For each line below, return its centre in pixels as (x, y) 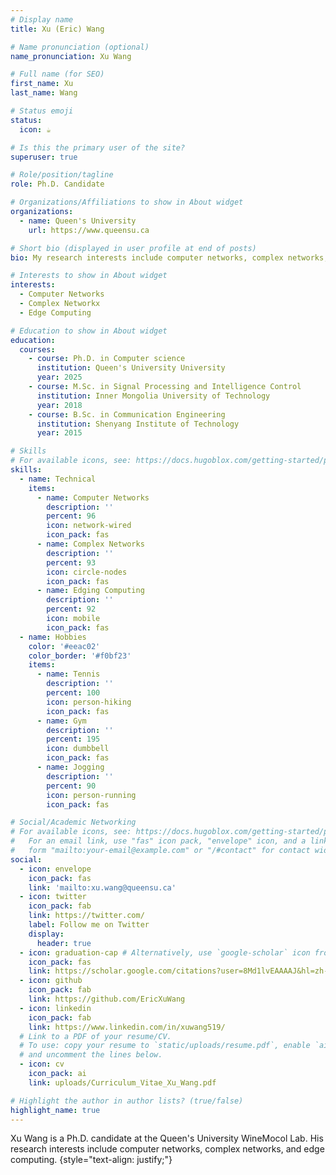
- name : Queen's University (78, 221)
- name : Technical (58, 479)
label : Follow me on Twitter (89, 925)
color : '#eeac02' (64, 646)
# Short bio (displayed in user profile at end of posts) (133, 248)
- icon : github (51, 981)
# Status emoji (42, 111)
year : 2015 (59, 433)
